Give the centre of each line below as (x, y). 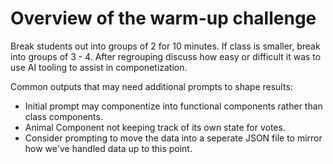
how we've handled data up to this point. (108, 148)
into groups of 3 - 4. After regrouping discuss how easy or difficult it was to (166, 56)
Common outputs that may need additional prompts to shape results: (151, 86)
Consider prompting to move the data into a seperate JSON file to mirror (173, 138)
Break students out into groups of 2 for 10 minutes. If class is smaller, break (165, 46)
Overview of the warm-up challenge (163, 18)
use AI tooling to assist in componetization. (99, 67)
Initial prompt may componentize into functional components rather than (173, 106)
